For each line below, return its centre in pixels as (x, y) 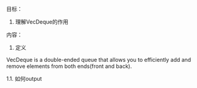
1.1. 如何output (24, 79)
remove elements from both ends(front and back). (69, 66)
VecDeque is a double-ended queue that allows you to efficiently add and (99, 60)
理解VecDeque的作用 (42, 22)
